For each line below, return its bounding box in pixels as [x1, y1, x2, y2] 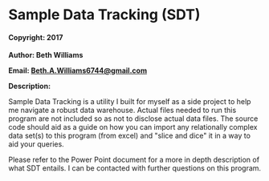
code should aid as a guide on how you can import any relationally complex [8, 123, 258, 132]
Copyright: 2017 [8, 32, 63, 42]
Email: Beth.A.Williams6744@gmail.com [8, 66, 147, 75]
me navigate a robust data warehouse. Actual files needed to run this [8, 106, 237, 115]
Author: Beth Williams [8, 50, 84, 60]
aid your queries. [8, 139, 64, 149]
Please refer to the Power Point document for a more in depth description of [8, 155, 259, 165]
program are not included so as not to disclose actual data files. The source [8, 114, 259, 123]
